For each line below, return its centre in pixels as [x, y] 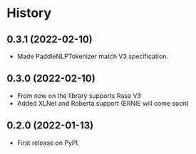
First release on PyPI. [48, 143]
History [29, 13]
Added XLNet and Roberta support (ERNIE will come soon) [103, 103]
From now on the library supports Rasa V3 [79, 95]
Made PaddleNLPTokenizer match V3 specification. [93, 56]
